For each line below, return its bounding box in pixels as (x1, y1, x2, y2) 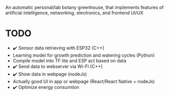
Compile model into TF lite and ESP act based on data (12, 57, 126, 63)
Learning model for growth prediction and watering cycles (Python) (12, 52, 155, 58)
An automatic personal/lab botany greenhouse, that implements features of (5, 5, 164, 10)
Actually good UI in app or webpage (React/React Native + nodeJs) (12, 78, 155, 84)
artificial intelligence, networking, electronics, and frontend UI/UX (5, 10, 144, 16)
